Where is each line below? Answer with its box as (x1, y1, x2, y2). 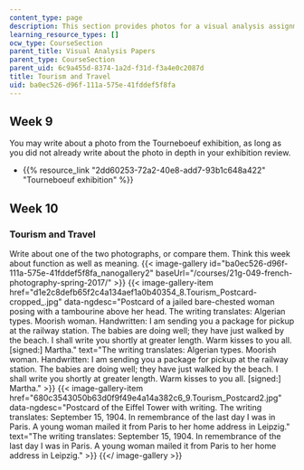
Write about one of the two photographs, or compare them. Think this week (9, 249, 291, 259)
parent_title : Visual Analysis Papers (9, 47, 156, 56)
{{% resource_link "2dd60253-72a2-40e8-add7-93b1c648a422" (22, 164, 266, 176)
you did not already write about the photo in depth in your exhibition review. (9, 147, 291, 158)
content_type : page (9, 13, 83, 23)
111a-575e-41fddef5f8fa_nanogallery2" (9, 268, 154, 278)
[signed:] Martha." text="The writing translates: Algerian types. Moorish (9, 344, 277, 355)
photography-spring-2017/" (9, 277, 112, 288)
